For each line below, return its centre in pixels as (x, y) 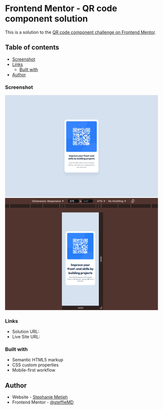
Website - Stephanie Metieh (40, 397)
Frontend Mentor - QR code (61, 8)
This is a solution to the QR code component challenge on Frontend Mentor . (81, 32)
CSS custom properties (35, 365)
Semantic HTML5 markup (38, 360)
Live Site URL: (26, 337)
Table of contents (32, 47)
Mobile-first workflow (34, 370)
